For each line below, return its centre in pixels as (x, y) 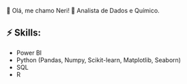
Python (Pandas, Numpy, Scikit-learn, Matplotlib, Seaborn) (99, 60)
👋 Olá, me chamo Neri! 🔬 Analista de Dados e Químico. (83, 11)
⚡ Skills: (24, 33)
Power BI (29, 53)
